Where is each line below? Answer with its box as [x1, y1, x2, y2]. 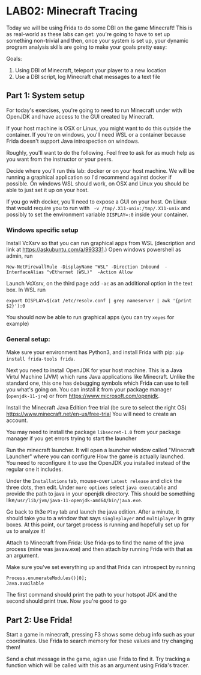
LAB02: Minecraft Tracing [6, 4, 138, 18]
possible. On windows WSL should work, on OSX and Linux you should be [6, 179, 190, 187]
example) [6, 320, 29, 328]
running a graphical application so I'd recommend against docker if [6, 173, 172, 181]
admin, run [6, 252, 33, 260]
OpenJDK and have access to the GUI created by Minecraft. [6, 113, 154, 120]
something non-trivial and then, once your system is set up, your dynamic [6, 37, 189, 44]
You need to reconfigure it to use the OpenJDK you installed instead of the [6, 459, 190, 467]
